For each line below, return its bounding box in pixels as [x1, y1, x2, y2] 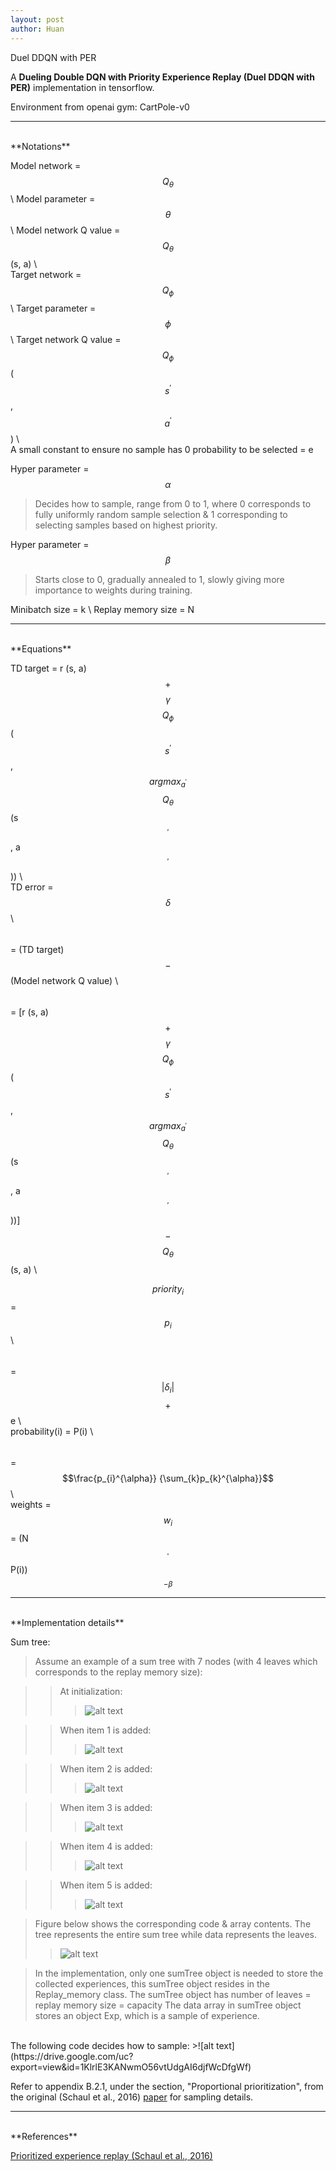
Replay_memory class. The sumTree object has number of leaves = [34, 1989, 312, 2001]
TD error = [10, 881, 54, 893]
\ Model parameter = [10, 193, 96, 205]
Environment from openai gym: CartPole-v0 [10, 101, 190, 113]
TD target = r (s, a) [10, 662, 87, 674]
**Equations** [10, 643, 72, 655]
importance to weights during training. [34, 584, 193, 596]
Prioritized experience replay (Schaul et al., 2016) [10, 2150, 213, 2162]
